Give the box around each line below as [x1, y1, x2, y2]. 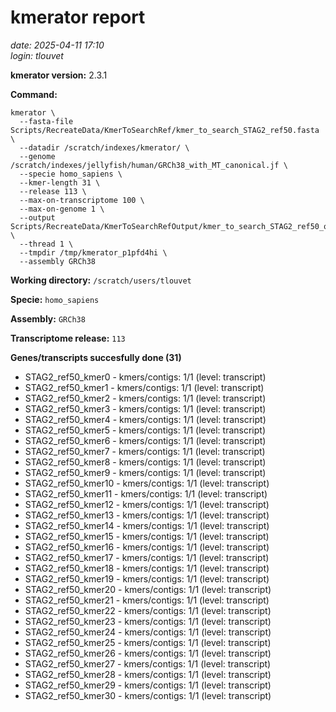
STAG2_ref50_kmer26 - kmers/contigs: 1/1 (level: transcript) [24, 647, 272, 659]
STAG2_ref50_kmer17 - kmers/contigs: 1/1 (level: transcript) [24, 551, 270, 563]
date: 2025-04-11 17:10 [10, 39, 105, 51]
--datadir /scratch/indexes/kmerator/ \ [19, 142, 190, 153]
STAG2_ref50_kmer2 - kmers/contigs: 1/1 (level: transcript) [24, 392, 267, 404]
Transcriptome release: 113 [10, 332, 126, 344]
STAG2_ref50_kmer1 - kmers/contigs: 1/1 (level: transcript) [24, 381, 265, 393]
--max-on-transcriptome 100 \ [19, 195, 145, 205]
